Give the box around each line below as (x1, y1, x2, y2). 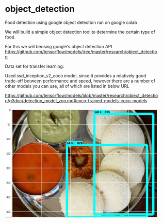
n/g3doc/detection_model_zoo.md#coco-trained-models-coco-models (5, 97, 147, 103)
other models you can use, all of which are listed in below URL (5, 83, 130, 89)
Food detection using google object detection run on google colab (5, 19, 137, 25)
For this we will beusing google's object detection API (5, 43, 113, 49)
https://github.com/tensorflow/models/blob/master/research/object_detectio (5, 93, 158, 98)
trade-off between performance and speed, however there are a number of (5, 78, 155, 84)
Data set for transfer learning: (5, 63, 64, 69)
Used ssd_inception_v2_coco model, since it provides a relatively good (5, 73, 147, 78)
